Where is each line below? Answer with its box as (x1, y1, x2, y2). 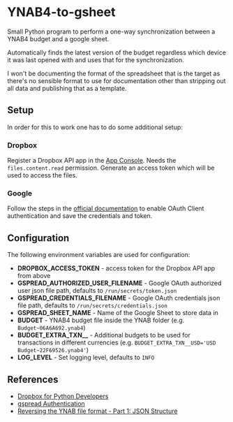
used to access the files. (7, 171, 78, 180)
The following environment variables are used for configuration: (7, 251, 190, 259)
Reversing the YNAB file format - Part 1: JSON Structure (17, 407, 178, 415)
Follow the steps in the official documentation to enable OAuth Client (7, 204, 204, 213)
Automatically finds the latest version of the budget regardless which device (7, 48, 227, 57)
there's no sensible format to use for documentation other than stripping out (7, 76, 226, 85)
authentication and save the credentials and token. (7, 212, 153, 220)
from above (17, 272, 51, 280)
